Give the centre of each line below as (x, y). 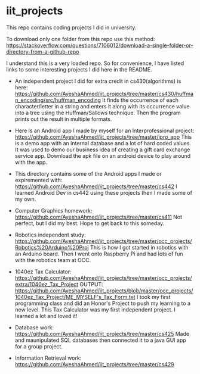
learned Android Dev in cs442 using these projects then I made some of (104, 192)
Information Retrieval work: (48, 358)
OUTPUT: (91, 284)
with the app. (31, 162)
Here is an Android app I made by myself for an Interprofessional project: (104, 130)
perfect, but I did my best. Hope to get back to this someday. (90, 223)
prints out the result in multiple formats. (63, 119)
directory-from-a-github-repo (43, 51)
